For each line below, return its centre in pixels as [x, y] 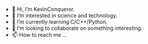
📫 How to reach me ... [39, 35]
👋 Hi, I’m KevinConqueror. [43, 9]
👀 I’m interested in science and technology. [64, 15]
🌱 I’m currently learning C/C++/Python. [60, 22]
